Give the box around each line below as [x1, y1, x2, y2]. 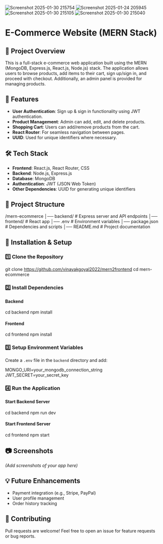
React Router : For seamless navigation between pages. [12, 129, 126, 135]
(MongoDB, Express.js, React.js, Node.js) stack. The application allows [5, 65, 149, 71]
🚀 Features [5, 95, 39, 104]
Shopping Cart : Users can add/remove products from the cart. [12, 124, 140, 130]
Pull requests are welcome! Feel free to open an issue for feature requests [5, 528, 156, 534]
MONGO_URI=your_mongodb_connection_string [5, 367, 102, 373]
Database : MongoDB [12, 175, 56, 181]
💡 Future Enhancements [5, 477, 80, 485]
